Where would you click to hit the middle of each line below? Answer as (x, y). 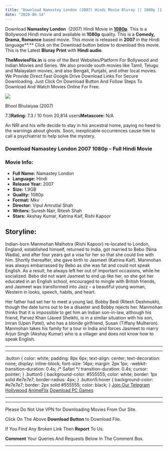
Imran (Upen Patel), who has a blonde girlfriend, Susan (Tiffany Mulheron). (82, 323)
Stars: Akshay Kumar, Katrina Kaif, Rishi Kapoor (61, 216)
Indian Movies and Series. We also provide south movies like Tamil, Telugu (82, 65)
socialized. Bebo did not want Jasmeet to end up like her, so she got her (79, 276)
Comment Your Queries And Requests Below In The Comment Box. (74, 438)
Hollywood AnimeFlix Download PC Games (49, 390)
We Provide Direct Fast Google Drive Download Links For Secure (72, 76)
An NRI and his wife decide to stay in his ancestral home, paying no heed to (83, 125)
